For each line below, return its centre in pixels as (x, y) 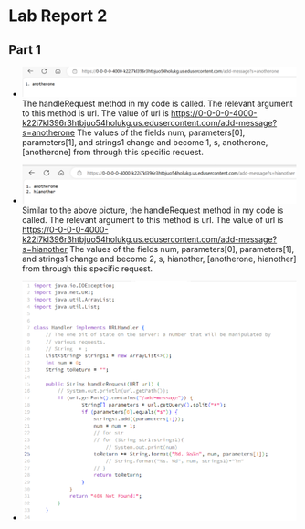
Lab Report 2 (58, 16)
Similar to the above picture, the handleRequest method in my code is (152, 210)
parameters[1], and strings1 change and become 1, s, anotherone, (145, 142)
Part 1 (25, 50)
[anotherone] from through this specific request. (113, 152)
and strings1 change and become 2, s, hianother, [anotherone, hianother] (159, 259)
